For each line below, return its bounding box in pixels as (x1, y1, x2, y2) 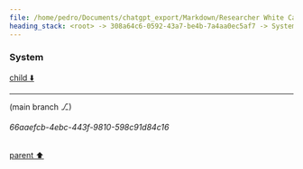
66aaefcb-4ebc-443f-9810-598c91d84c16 (9, 122, 170, 133)
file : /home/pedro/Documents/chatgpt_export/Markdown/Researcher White (9, 13, 284, 22)
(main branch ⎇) (9, 101, 72, 112)
